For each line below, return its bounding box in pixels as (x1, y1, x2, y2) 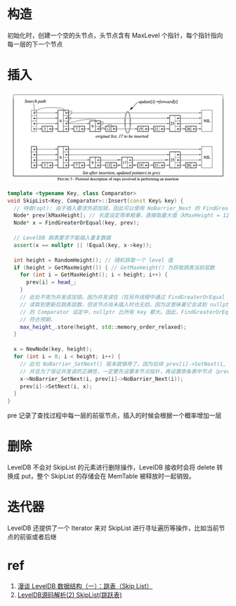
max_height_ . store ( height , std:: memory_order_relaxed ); (20, 323, 188, 331)
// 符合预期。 (20, 316, 56, 323)
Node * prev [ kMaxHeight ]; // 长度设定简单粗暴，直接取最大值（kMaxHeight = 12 (13, 212, 230, 219)
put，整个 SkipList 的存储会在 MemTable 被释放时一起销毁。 (20, 472, 195, 481)
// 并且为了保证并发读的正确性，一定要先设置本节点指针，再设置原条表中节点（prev (20, 367, 230, 375)
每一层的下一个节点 (7, 39, 63, 48)
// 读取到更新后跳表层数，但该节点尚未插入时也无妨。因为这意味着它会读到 (20, 301, 207, 308)
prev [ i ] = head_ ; (25, 279, 77, 286)
